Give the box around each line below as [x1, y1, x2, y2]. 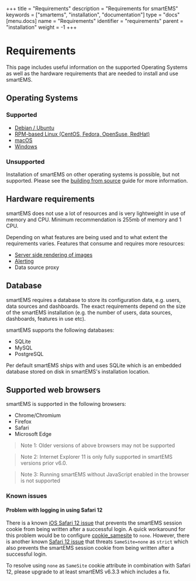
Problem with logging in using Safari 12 [6, 506, 103, 513]
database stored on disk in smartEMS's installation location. [6, 368, 150, 375]
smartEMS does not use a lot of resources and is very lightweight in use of [6, 210, 186, 217]
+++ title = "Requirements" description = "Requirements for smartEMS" [6, 5, 178, 12]
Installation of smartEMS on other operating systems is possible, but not [6, 170, 180, 178]
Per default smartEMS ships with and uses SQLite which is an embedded [6, 361, 181, 369]
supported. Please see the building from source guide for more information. [6, 177, 188, 184]
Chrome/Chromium [14, 412, 61, 419]
